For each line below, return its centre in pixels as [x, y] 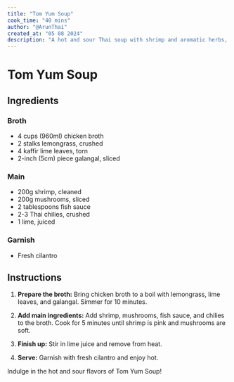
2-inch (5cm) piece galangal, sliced [69, 158]
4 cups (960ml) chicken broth [60, 136]
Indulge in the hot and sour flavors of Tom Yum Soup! [85, 371]
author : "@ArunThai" [38, 27]
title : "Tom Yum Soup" [40, 14]
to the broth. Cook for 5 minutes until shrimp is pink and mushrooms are [122, 323]
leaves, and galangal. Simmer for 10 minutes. [82, 302]
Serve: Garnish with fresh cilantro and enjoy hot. [88, 358]
